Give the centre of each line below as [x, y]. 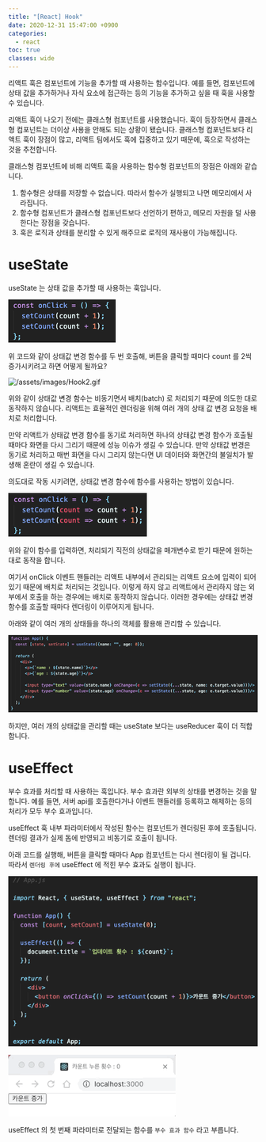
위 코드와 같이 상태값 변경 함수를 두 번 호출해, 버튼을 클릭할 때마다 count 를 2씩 [130, 356]
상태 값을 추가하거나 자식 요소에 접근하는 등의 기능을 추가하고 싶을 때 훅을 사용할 [132, 93]
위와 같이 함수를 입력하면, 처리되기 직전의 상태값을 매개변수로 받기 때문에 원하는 [131, 550]
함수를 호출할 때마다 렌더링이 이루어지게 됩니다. [81, 607]
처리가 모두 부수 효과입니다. [51, 811]
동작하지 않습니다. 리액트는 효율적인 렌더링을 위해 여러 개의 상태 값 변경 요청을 [129, 408]
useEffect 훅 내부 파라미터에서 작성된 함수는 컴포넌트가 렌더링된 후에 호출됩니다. [133, 828]
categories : [28, 33]
